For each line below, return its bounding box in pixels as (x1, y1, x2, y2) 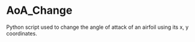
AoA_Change (6, 4, 73, 17)
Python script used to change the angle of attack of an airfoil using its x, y (6, 23, 189, 31)
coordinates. (6, 29, 37, 37)
